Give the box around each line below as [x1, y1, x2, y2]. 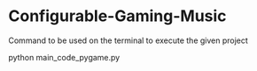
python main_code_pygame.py [8, 52, 121, 62]
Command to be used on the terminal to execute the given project [8, 35, 249, 46]
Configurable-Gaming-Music [8, 6, 227, 26]
